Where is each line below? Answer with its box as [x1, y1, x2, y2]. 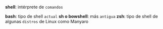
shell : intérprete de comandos [5, 4, 63, 10]
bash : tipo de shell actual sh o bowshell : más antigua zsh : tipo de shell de [5, 14, 158, 19]
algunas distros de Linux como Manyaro [5, 19, 89, 24]
